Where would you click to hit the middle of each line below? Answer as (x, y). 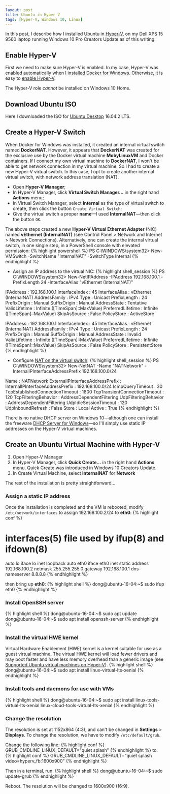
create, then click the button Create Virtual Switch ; (67, 208)
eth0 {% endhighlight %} (31, 589)
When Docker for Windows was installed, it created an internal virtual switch (85, 144)
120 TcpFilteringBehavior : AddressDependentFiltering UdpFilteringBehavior (84, 397)
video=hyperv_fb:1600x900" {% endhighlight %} (56, 761)
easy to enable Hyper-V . (30, 78)
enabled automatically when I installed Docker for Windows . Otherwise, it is (84, 73)
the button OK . (27, 219)
